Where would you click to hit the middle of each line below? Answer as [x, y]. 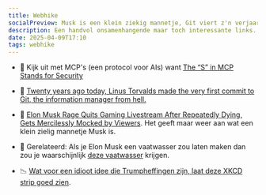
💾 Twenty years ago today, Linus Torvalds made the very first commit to [137, 91]
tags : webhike [32, 45]
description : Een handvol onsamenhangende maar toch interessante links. [133, 30]
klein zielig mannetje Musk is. [68, 132]
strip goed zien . [45, 182]
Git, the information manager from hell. [83, 99]
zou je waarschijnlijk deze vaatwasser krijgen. [95, 156]
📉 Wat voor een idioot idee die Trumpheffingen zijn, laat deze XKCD [131, 171]
